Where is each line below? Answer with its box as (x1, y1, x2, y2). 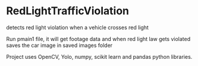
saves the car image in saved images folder (6, 42, 113, 49)
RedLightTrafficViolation (6, 4, 130, 18)
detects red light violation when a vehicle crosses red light (6, 24, 149, 31)
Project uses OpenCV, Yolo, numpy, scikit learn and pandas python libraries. (6, 53, 193, 60)
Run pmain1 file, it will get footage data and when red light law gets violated (6, 35, 191, 42)
